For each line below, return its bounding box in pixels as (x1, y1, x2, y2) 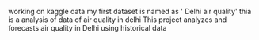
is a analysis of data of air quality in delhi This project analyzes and (8, 15, 227, 24)
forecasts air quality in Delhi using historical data (8, 24, 167, 32)
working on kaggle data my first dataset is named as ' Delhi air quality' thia (8, 7, 252, 16)
